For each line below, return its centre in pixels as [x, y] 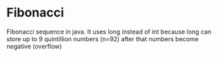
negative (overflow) [34, 46]
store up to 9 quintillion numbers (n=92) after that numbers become [103, 38]
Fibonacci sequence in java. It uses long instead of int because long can [109, 32]
